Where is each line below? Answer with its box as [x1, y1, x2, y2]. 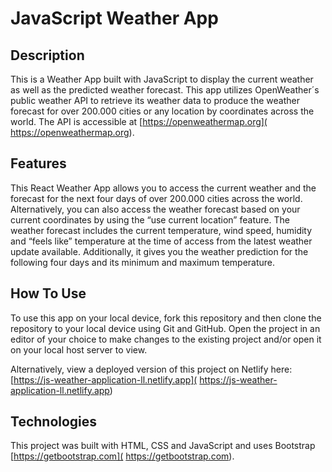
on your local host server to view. [10, 343, 148, 356]
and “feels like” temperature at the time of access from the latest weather [10, 235, 313, 247]
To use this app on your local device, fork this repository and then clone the [10, 312, 322, 324]
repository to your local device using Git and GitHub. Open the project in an [10, 322, 321, 334]
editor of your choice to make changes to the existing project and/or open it [10, 333, 322, 345]
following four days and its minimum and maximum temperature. [10, 256, 276, 268]
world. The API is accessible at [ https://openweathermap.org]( [10, 116, 268, 127]
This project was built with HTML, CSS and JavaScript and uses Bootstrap [10, 440, 316, 452]
